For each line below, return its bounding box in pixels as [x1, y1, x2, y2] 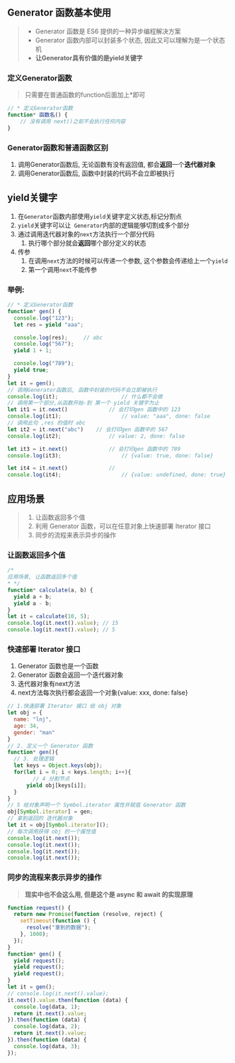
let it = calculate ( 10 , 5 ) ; [7, 613, 91, 620]
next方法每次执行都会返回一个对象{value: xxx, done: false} [17, 688, 188, 697]
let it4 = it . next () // [7, 464, 115, 472]
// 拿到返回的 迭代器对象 [7, 815, 73, 822]
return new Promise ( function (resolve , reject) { [13, 911, 163, 918]
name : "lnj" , [13, 716, 52, 723]
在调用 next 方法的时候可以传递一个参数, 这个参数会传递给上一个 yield [28, 256, 229, 265]
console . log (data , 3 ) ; [13, 1042, 81, 1050]
